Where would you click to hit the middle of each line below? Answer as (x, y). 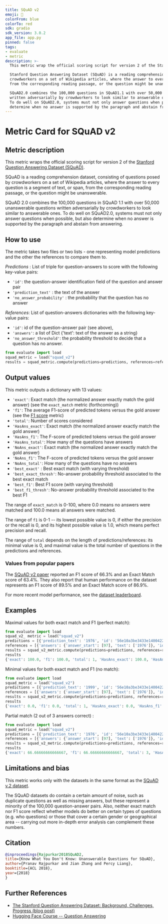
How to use (23, 240)
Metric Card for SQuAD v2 (60, 132)
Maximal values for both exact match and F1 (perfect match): (68, 622)
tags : (11, 47)
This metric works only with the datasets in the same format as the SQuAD (82, 780)
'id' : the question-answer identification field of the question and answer (87, 282)
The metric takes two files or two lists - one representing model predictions (83, 252)
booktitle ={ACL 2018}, (29, 868)
